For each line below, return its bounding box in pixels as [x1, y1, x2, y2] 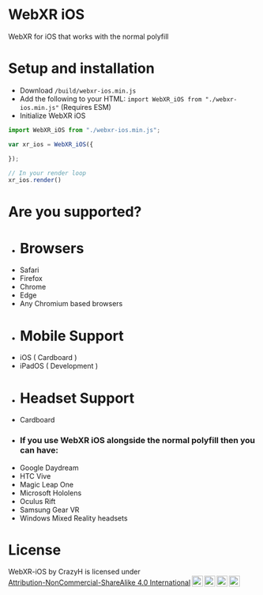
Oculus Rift [19, 496, 56, 506]
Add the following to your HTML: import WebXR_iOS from [19, 93, 202, 104]
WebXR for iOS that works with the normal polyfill [8, 32, 169, 41]
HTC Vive [19, 471, 51, 480]
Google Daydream [19, 463, 79, 472]
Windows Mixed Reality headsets [19, 513, 128, 523]
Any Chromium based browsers [19, 299, 123, 309]
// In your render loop [8, 169, 87, 177]
